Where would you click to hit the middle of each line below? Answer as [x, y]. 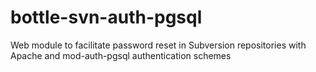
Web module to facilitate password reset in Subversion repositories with [158, 45]
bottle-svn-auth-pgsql [106, 17]
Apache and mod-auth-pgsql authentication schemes [121, 55]
